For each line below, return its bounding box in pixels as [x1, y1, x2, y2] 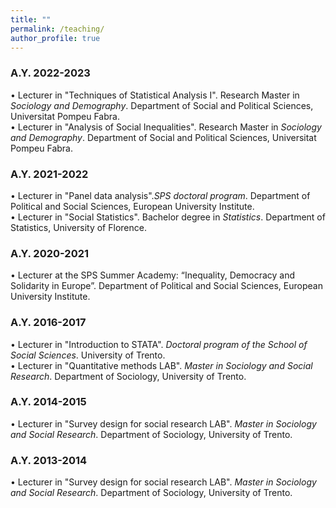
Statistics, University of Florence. [10, 221, 147, 233]
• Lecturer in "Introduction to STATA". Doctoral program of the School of [10, 338, 308, 350]
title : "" [10, 14, 52, 25]
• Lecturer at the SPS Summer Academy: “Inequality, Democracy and [10, 269, 295, 281]
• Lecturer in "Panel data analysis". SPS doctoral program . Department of [10, 189, 311, 201]
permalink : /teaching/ [10, 24, 105, 34]
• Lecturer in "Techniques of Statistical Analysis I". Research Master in [10, 89, 300, 101]
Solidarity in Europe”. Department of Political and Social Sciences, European [10, 280, 323, 292]
